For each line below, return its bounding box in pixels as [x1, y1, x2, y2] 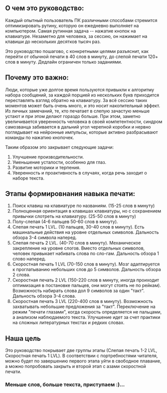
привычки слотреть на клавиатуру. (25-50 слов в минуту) [12, 213, 136, 219]
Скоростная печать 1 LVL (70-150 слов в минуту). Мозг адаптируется [12, 261, 160, 267]
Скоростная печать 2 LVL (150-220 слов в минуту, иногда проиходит [12, 277, 160, 283]
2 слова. [12, 272, 31, 278]
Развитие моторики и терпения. [12, 164, 81, 170]
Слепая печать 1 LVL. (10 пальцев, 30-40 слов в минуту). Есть [12, 224, 145, 230]
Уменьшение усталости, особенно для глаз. [12, 159, 106, 165]
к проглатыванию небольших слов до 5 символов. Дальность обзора [12, 266, 161, 272]
